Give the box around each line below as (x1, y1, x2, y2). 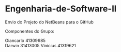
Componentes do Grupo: (5, 28, 55, 34)
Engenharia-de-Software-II (5, 3, 117, 14)
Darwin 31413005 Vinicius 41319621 (5, 42, 76, 48)
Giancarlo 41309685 (5, 37, 46, 43)
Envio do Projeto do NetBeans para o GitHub (5, 19, 94, 25)
